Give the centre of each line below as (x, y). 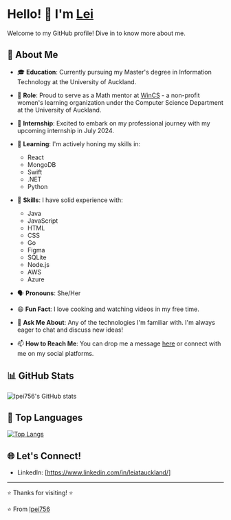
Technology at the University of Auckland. (77, 81)
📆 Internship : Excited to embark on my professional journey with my (114, 123)
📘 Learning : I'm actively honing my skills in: (79, 143)
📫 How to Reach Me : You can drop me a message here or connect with (119, 343)
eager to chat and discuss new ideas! (70, 330)
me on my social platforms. (55, 353)
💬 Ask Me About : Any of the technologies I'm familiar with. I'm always (116, 322)
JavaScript (43, 221)
